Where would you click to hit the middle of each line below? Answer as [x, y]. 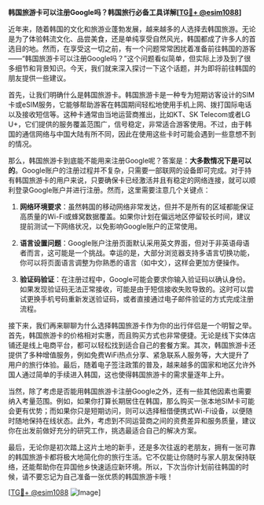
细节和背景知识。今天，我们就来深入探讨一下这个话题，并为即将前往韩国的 [135, 68]
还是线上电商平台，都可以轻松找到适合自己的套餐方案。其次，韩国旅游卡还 [135, 345]
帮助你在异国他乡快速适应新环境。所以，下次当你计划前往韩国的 [138, 467]
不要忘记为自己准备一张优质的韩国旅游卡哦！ [101, 477]
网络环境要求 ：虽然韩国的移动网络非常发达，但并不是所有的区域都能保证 [136, 207]
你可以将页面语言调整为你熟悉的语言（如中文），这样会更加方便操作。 [131, 263]
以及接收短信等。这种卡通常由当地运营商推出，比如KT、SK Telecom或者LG [130, 114]
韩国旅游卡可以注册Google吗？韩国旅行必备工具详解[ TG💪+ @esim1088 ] [125, 12]
